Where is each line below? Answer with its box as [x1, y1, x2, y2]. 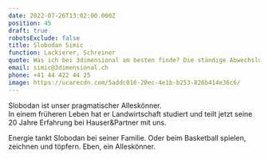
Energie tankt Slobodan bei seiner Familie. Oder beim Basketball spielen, [8, 133, 246, 142]
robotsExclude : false [8, 34, 81, 42]
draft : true [8, 26, 48, 34]
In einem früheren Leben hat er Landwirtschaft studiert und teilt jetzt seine [8, 109, 253, 118]
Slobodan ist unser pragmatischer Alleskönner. [8, 101, 162, 110]
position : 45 [8, 19, 52, 27]
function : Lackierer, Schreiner [8, 49, 116, 57]
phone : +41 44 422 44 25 [8, 71, 91, 79]
